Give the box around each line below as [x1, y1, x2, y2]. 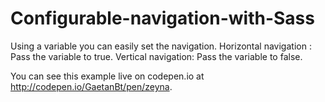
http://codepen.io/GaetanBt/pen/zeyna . [10, 80, 173, 92]
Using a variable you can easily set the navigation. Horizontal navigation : [10, 40, 312, 52]
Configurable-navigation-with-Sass [10, 7, 315, 30]
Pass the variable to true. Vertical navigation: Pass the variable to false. [10, 50, 303, 62]
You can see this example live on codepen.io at [10, 70, 205, 82]
